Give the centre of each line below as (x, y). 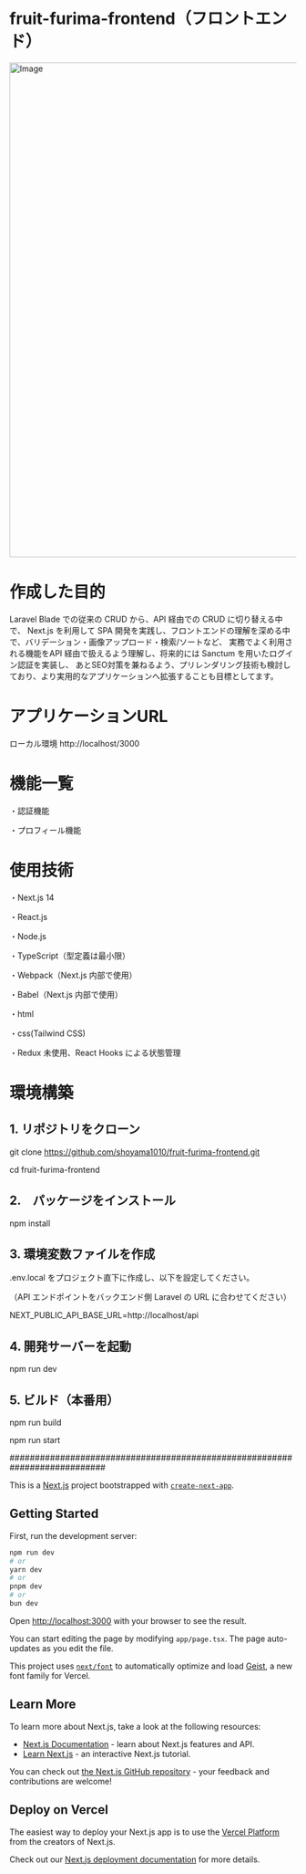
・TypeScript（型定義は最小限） (70, 956)
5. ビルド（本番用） (64, 1400)
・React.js (29, 916)
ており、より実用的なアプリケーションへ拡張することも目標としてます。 (144, 675)
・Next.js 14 (32, 897)
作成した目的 (58, 592)
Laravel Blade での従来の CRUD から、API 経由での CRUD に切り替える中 (147, 619)
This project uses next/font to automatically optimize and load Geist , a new (151, 1666)
